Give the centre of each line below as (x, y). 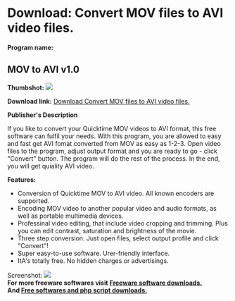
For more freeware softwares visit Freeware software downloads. (105, 283)
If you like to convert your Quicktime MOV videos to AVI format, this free (112, 128)
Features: (22, 179)
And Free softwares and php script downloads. (77, 290)
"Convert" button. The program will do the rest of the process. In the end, (114, 158)
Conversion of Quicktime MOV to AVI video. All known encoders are (116, 193)
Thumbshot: (26, 87)
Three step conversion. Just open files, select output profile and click (118, 238)
